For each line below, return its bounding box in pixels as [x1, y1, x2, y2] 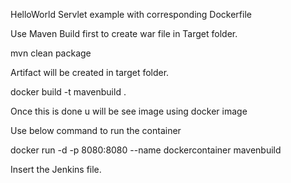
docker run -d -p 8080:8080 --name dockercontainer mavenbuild [10, 144, 282, 156]
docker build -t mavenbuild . [10, 86, 127, 98]
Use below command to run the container [10, 125, 182, 136]
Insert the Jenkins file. [10, 164, 102, 175]
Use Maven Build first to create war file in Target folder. [10, 28, 238, 39]
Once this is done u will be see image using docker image [10, 105, 248, 117]
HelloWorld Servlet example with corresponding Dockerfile [10, 9, 252, 20]
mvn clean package [10, 47, 92, 59]
